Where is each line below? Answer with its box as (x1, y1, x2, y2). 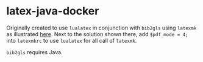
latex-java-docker (6, 4, 99, 18)
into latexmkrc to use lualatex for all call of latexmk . (6, 37, 137, 44)
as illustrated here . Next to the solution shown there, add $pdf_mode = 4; (6, 30, 188, 37)
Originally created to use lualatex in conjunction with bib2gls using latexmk (6, 24, 197, 31)
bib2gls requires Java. (6, 48, 63, 55)
